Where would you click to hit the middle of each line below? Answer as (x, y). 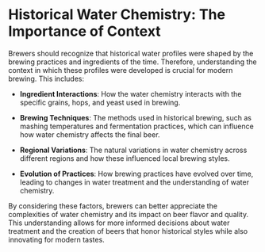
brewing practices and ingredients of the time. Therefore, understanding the (132, 62)
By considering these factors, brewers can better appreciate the (113, 206)
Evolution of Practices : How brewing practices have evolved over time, (136, 174)
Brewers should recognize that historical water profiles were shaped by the (131, 53)
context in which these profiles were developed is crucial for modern (121, 70)
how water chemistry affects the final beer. (90, 134)
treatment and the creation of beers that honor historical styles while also (128, 231)
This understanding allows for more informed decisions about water (119, 223)
